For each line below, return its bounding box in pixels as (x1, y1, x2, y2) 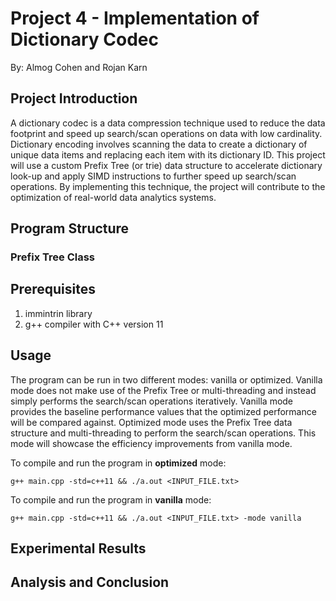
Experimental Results (10, 540, 147, 557)
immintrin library (24, 307, 93, 319)
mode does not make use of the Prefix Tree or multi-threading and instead (10, 384, 317, 396)
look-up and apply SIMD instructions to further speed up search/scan (10, 170, 297, 182)
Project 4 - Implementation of (10, 7, 260, 30)
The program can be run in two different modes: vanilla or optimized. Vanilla (10, 373, 323, 386)
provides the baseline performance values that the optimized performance (10, 405, 317, 417)
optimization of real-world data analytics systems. (10, 191, 217, 203)
